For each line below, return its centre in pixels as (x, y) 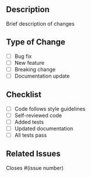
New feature (29, 63)
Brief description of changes (40, 23)
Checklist (24, 95)
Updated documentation (44, 129)
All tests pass (31, 135)
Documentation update (42, 76)
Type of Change (36, 42)
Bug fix (23, 56)
